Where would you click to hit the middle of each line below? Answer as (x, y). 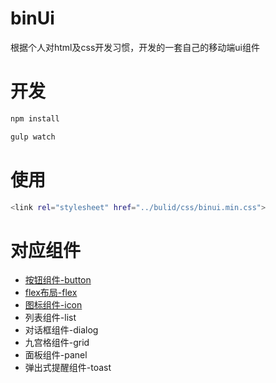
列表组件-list (50, 318)
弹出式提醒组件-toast (68, 368)
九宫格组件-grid (57, 343)
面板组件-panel (56, 355)
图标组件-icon (53, 305)
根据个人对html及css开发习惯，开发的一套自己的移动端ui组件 (135, 47)
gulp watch (33, 137)
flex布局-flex (51, 293)
